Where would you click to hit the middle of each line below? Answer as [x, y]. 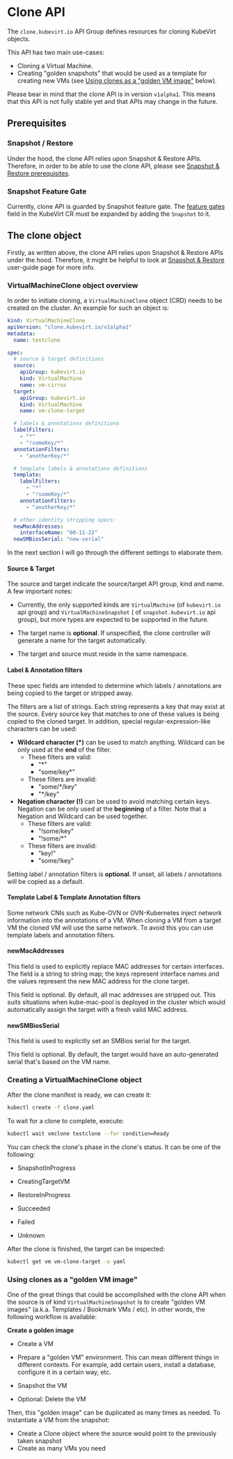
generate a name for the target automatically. [82, 641]
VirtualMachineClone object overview [73, 285]
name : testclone [37, 340]
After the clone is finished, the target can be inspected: [86, 1249]
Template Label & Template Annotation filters [74, 897]
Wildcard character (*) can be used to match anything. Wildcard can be [121, 742]
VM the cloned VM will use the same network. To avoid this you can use [110, 928]
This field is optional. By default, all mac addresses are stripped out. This [112, 994]
